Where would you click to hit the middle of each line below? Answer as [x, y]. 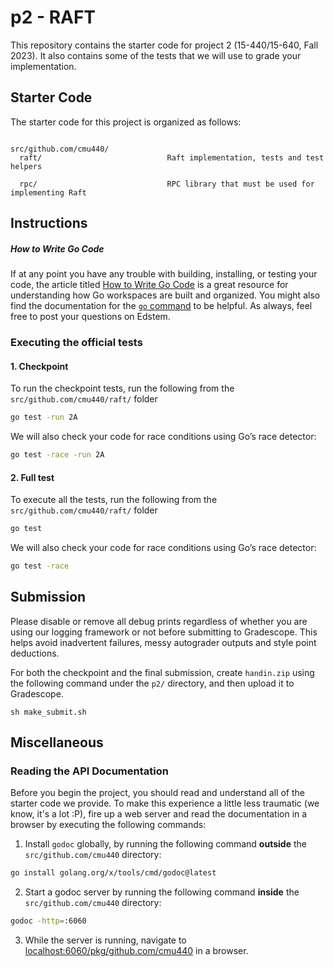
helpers [26, 166]
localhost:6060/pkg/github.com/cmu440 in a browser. [136, 951]
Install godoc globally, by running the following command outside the [165, 844]
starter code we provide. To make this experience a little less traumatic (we [165, 803]
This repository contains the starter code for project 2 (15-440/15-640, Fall [164, 45]
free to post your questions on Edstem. [90, 317]
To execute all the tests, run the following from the [114, 500]
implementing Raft [48, 192]
